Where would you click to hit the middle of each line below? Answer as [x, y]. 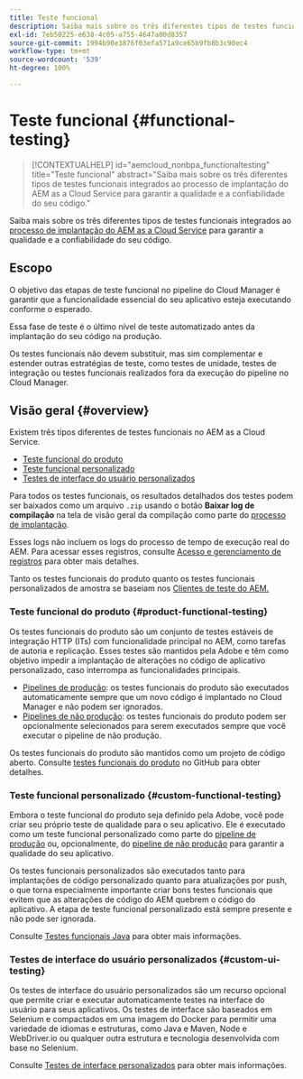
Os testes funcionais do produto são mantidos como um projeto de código [147, 752]
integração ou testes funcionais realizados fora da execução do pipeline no [149, 373]
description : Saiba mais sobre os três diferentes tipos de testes [139, 26]
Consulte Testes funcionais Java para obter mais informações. [125, 936]
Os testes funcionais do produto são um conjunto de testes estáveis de [141, 632]
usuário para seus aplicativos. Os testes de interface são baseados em [141, 1010]
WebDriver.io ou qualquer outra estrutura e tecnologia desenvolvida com [144, 1038]
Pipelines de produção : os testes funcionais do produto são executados [156, 687]
